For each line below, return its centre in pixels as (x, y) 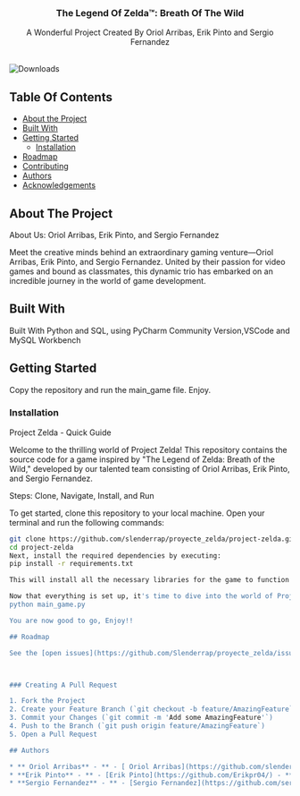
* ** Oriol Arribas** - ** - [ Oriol (79, 766)
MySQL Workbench (46, 340)
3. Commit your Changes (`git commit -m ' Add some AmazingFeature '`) (142, 718)
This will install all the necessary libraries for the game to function (150, 580)
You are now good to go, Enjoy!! (71, 621)
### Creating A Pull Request (63, 685)
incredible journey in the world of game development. (108, 280)
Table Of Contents (61, 97)
